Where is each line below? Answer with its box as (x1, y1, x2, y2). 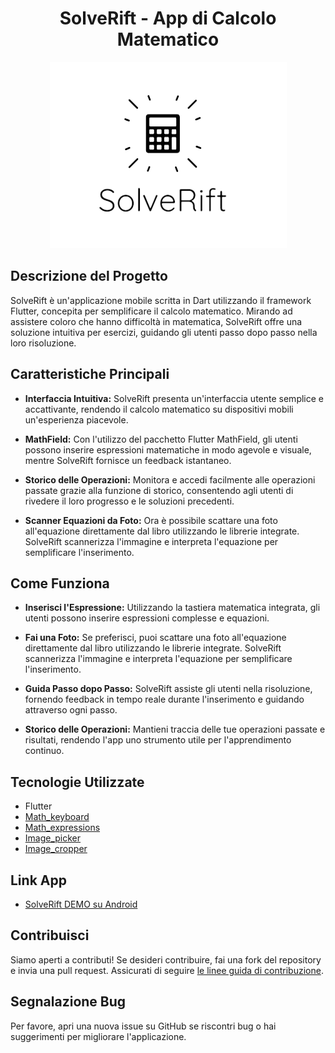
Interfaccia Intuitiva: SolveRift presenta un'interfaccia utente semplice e (24, 392, 324, 404)
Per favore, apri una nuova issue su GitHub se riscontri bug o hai (10, 1020, 277, 1032)
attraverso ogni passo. (24, 704, 118, 716)
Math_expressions (24, 822, 101, 834)
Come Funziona (10, 575, 110, 592)
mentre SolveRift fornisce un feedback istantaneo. (24, 454, 232, 466)
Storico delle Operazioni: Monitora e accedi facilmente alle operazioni (24, 473, 316, 486)
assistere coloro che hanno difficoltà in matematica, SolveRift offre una (10, 315, 303, 327)
